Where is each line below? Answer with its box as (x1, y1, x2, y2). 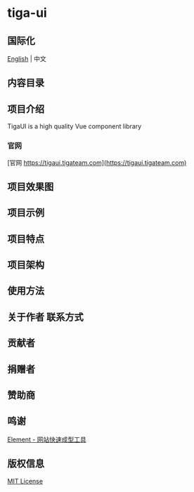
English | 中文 (7, 55, 47, 62)
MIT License (7, 477, 44, 485)
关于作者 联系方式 (7, 311, 84, 323)
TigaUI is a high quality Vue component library (7, 122, 142, 131)
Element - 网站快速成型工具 (7, 435, 86, 444)
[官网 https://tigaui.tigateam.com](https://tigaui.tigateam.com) (7, 158, 187, 166)
